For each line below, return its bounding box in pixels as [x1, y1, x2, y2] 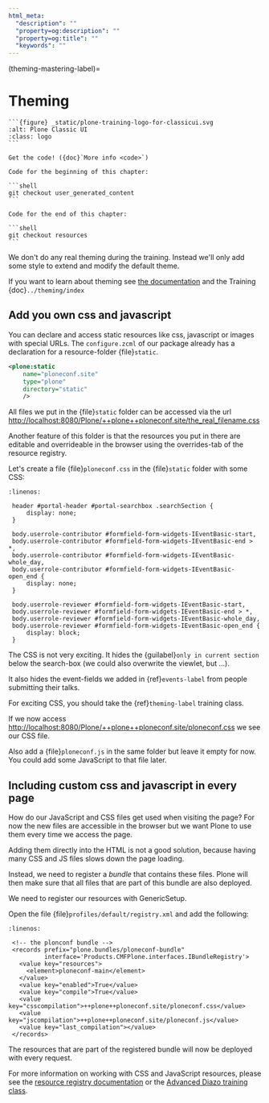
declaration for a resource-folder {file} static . [8, 347, 159, 357]
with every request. [8, 1053, 72, 1063]
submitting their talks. [8, 683, 80, 692]
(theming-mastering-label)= [8, 64, 101, 73]
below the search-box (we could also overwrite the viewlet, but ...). [8, 659, 230, 668]
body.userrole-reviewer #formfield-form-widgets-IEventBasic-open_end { [11, 622, 261, 630]
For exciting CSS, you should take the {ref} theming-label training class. [8, 698, 245, 708]
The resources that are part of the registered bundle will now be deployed [8, 1044, 253, 1055]
